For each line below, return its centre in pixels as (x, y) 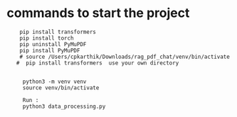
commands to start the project (98, 13)
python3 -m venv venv (54, 82)
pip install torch (47, 38)
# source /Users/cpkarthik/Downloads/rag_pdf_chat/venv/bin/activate (125, 57)
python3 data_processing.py (64, 106)
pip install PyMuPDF (50, 50)
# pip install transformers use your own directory (98, 63)
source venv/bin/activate (61, 88)
